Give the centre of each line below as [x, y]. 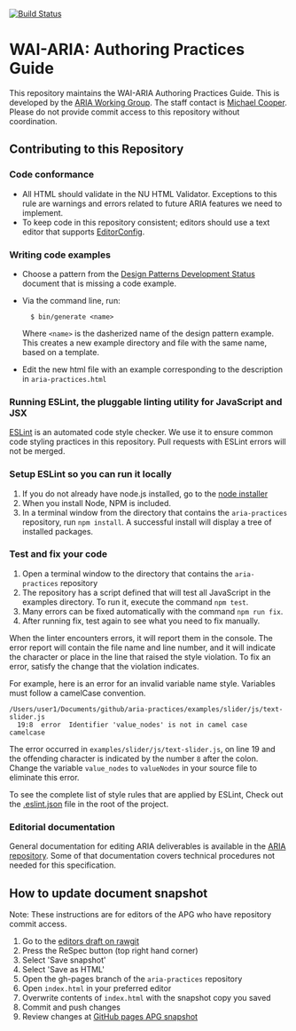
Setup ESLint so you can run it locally [91, 474]
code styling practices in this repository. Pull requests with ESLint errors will [148, 442]
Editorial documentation [62, 827]
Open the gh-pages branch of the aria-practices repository [132, 979]
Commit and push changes [71, 1007]
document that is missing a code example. [99, 283]
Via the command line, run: [71, 300]
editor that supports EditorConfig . [83, 232]
